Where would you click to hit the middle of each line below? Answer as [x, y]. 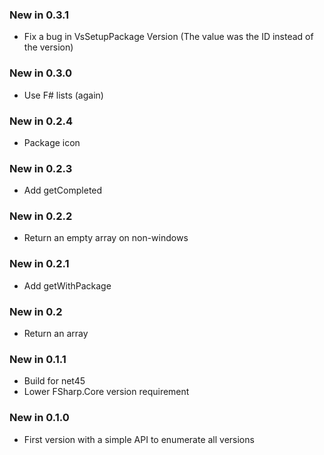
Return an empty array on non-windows [106, 238]
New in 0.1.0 [39, 418]
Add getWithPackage [67, 285]
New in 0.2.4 [41, 121]
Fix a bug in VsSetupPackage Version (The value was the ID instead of [168, 37]
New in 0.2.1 [39, 264]
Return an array [56, 334]
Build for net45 [54, 381]
